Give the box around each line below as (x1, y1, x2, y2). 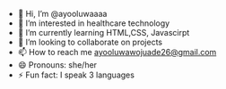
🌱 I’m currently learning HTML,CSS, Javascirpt (17, 28, 190, 37)
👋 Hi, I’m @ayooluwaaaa (17, 9, 108, 19)
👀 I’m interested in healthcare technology (17, 18, 170, 28)
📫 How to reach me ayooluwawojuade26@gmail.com (17, 47, 217, 57)
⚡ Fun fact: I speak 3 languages (17, 69, 135, 80)
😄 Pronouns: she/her (17, 60, 97, 70)
